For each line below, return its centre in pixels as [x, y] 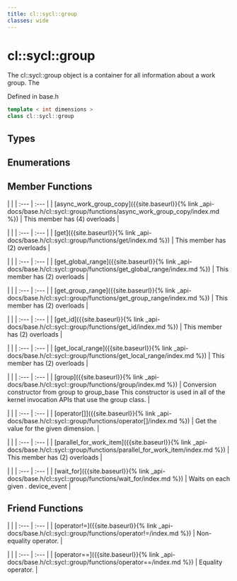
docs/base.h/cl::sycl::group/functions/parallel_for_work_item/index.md [110, 450]
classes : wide [28, 21]
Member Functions [50, 186]
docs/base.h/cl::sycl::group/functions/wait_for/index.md [89, 478]
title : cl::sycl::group [42, 14]
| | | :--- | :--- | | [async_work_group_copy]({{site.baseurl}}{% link [103, 204]
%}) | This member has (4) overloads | [63, 219]
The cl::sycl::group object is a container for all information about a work [111, 75]
